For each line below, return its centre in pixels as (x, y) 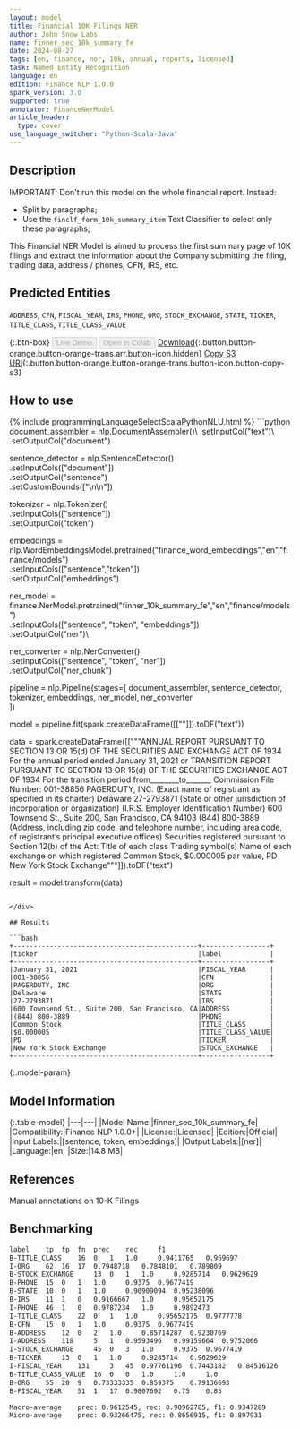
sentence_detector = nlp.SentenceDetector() (92, 459)
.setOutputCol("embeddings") (64, 579)
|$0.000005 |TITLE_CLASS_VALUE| (142, 1033)
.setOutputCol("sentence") (59, 478)
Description (43, 171)
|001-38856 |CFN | (142, 977)
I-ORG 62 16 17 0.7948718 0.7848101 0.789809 (116, 1266)
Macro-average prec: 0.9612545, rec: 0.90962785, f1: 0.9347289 (138, 1407)
